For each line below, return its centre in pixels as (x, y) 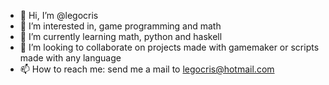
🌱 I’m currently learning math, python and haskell (121, 36)
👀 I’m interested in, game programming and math (120, 26)
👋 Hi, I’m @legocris (59, 15)
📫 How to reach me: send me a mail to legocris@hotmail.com (147, 69)
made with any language (70, 58)
